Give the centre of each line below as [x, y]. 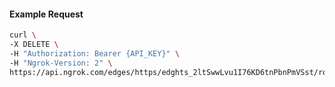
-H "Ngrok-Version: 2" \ [61, 63]
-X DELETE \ [34, 45]
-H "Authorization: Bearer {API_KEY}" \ [95, 53]
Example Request [46, 14]
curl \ [23, 35]
